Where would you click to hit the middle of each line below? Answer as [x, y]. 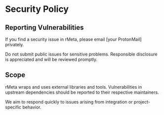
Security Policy [37, 9]
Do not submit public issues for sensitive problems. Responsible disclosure [81, 54]
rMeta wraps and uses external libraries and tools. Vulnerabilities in [74, 87]
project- [142, 102]
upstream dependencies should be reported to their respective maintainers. [82, 92]
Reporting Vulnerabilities [44, 28]
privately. [15, 45]
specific [13, 107]
